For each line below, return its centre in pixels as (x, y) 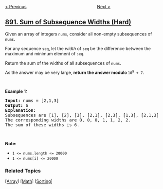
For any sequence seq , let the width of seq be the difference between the (78, 48)
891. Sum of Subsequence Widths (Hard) (68, 22)
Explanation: (21, 110)
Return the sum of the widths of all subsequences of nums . (63, 63)
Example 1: (16, 91)
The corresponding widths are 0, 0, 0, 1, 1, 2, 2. (68, 120)
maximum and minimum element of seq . (45, 53)
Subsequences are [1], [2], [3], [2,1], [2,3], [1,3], (72, 115)
